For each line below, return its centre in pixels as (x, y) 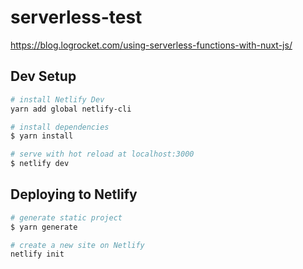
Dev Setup (43, 76)
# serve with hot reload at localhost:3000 (102, 154)
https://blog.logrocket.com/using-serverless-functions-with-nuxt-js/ (151, 45)
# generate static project (66, 217)
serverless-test (76, 17)
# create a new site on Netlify (77, 245)
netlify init (37, 254)
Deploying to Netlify (74, 194)
